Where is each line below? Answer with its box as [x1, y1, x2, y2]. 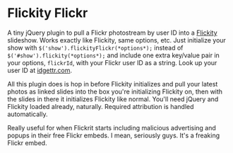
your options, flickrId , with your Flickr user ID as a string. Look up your [7, 58, 217, 67]
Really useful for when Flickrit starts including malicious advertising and [7, 123, 217, 132]
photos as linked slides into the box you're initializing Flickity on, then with [7, 87, 223, 96]
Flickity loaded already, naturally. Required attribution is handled [7, 102, 194, 110]
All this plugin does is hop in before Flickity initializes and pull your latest [7, 79, 218, 88]
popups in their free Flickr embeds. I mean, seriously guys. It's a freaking [7, 131, 220, 140]
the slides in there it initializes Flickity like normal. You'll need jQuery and [7, 94, 219, 103]
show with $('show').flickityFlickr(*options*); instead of [7, 43, 184, 52]
